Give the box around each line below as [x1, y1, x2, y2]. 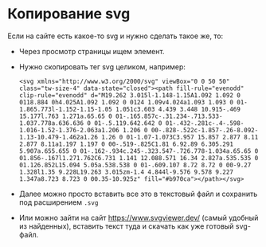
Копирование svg [7, 5, 131, 23]
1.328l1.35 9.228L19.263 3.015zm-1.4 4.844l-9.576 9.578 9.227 [18, 168, 234, 176]
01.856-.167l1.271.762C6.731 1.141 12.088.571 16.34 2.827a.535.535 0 [18, 154, 259, 162]
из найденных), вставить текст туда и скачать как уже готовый [18, 221, 234, 231]
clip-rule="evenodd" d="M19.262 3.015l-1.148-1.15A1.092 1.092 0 [18, 91, 241, 100]
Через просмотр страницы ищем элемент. [18, 46, 165, 56]
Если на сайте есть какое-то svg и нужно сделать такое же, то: [7, 31, 224, 41]
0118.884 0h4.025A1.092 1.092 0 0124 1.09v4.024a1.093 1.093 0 [18, 98, 234, 106]
